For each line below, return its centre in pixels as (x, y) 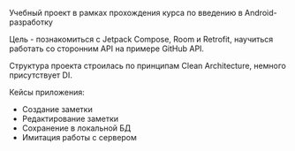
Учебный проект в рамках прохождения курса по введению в (126, 13)
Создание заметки (57, 109)
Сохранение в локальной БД (76, 128)
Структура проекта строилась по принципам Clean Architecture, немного (148, 66)
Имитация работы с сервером (79, 137)
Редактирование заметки (70, 119)
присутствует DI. (41, 75)
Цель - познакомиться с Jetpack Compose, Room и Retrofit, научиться (141, 39)
